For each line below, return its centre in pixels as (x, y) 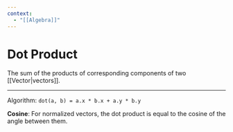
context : (20, 13)
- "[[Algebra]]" (37, 20)
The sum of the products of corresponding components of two (97, 73)
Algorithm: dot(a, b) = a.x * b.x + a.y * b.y (74, 100)
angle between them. (37, 121)
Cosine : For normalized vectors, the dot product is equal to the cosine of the (116, 114)
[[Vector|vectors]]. (34, 81)
